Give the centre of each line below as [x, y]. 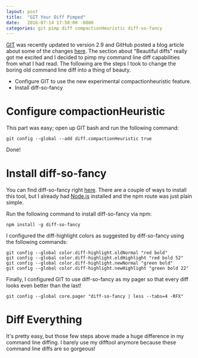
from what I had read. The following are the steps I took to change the [91, 64]
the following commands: [37, 242]
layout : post [22, 12]
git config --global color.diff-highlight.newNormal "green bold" [90, 263]
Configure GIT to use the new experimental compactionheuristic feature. [103, 82]
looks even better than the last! [44, 286]
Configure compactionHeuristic [86, 111]
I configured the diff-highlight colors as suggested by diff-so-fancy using [95, 236]
